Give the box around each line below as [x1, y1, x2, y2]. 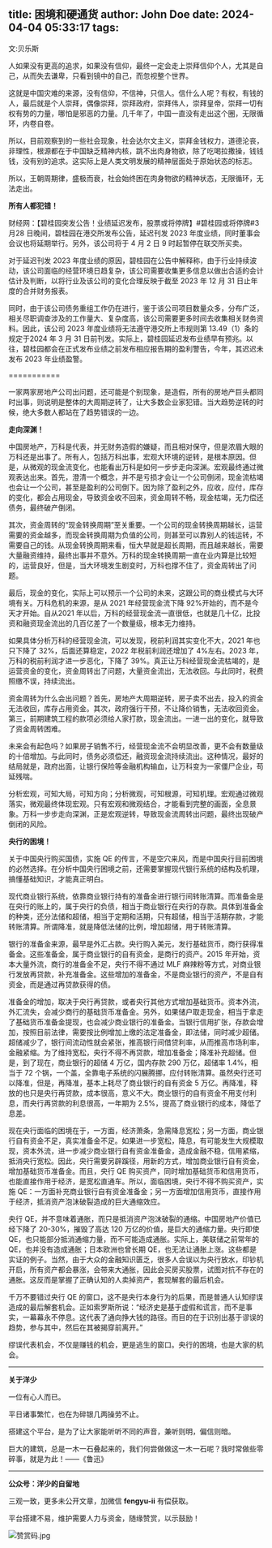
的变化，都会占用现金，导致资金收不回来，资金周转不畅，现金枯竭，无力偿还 [8, 492, 264, 502]
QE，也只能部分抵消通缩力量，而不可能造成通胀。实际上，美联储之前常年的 [8, 1234, 260, 1244]
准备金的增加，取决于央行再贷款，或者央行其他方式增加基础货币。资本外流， [8, 997, 264, 1007]
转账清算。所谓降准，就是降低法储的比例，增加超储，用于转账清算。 [8, 921, 236, 931]
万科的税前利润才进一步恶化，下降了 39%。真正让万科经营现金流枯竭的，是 [8, 656, 261, 666]
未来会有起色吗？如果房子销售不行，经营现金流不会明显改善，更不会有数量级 [8, 741, 264, 751]
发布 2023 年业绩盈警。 [8, 354, 87, 364]
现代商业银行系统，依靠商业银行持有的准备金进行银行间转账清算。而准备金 [8, 891, 257, 901]
